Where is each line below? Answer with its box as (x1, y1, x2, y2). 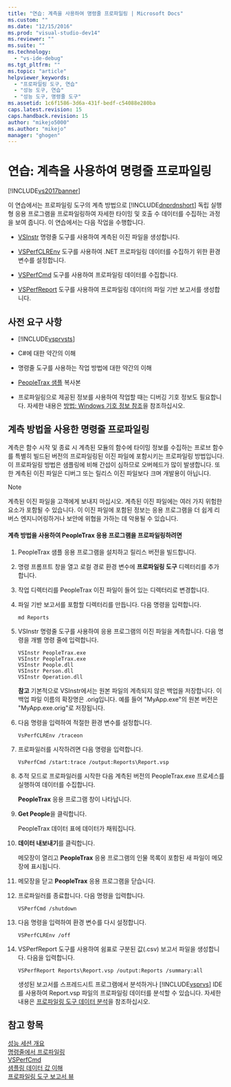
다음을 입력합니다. (27, 953, 75, 962)
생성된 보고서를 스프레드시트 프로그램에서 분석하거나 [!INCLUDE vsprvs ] (17, 980, 212, 988)
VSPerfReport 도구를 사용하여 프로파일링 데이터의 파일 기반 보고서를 (17, 285, 202, 293)
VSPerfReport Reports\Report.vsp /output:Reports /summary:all (17, 967, 203, 975)
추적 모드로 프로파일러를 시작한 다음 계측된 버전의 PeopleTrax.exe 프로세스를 (17, 772, 225, 780)
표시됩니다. (30, 862, 60, 871)
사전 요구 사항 (8, 316, 63, 328)
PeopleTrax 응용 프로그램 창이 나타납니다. (17, 795, 132, 803)
